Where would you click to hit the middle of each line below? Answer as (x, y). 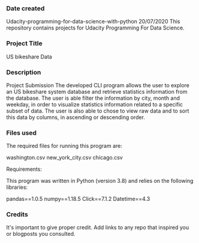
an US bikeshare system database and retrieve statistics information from (97, 91)
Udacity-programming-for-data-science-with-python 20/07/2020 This (93, 22)
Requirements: (24, 169)
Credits (17, 215)
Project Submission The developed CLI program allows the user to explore (98, 85)
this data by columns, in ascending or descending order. (76, 117)
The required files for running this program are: (64, 146)
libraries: (17, 187)
